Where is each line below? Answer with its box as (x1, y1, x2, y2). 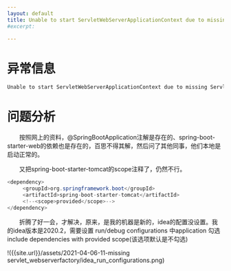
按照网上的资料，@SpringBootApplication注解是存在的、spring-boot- (19, 133, 215, 142)
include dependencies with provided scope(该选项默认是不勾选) (7, 235, 188, 243)
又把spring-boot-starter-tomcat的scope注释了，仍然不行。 (19, 165, 186, 173)
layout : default (7, 10, 54, 17)
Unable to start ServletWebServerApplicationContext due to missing (7, 84, 208, 91)
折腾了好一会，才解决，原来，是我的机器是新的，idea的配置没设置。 (19, 217, 212, 226)
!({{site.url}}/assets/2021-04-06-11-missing (7, 248, 131, 257)
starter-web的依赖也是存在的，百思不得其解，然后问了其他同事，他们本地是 (7, 142, 221, 150)
